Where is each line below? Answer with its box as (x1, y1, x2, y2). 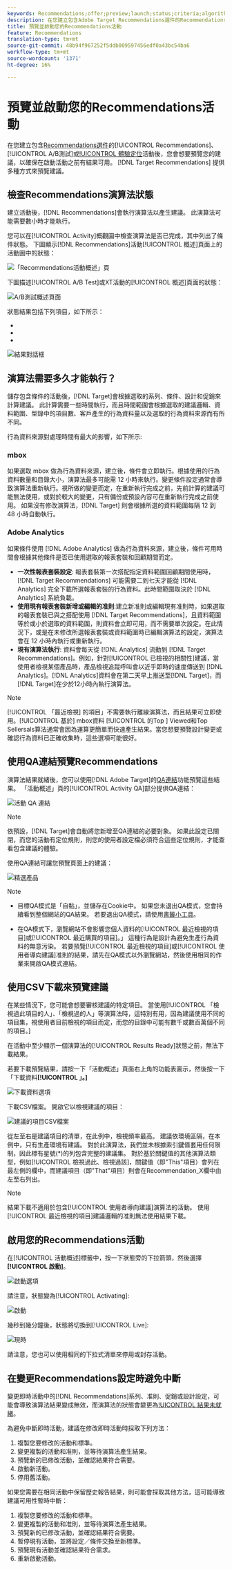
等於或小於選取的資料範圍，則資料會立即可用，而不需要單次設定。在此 (17, 619, 217, 627)
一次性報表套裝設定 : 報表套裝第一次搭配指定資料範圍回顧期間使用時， (17, 567, 215, 576)
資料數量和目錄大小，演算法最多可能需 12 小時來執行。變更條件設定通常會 (7, 476, 217, 484)
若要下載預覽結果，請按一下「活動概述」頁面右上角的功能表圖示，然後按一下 (7, 1064, 225, 1073)
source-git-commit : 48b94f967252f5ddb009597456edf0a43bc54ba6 (7, 42, 190, 49)
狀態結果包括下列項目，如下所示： (7, 308, 104, 316)
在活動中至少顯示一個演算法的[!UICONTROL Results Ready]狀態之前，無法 (7, 1042, 218, 1050)
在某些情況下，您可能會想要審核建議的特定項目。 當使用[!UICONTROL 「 (7, 1001, 214, 1009)
